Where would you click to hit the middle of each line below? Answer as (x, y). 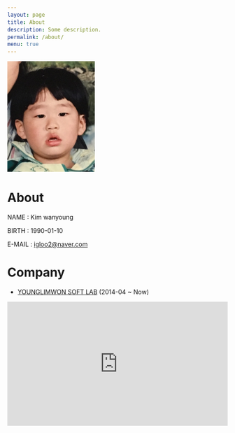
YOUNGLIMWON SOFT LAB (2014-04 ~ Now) (83, 292)
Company (36, 272)
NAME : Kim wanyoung (40, 217)
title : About (26, 22)
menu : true (23, 44)
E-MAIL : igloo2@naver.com (48, 244)
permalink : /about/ (36, 37)
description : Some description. (54, 29)
